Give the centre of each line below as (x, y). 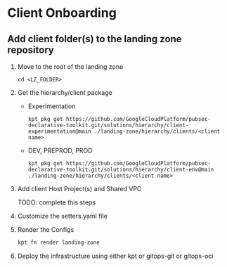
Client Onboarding (62, 13)
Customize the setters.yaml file (62, 216)
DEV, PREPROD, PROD (60, 150)
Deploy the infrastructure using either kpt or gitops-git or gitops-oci (115, 256)
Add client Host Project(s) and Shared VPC (79, 189)
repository (31, 50)
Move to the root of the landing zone (70, 67)
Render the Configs (46, 229)
